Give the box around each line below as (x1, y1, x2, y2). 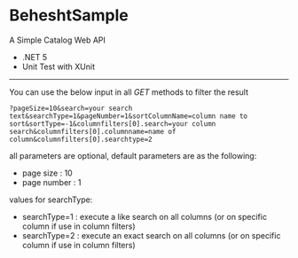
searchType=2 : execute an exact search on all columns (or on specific (21, 230, 281, 240)
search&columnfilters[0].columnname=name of (9, 127, 176, 136)
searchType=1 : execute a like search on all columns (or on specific (21, 211, 268, 222)
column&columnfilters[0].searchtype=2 (9, 135, 153, 144)
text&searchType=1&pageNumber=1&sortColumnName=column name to (9, 112, 248, 121)
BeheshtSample (9, 5, 129, 26)
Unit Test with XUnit (21, 61, 96, 72)
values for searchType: (9, 194, 93, 205)
